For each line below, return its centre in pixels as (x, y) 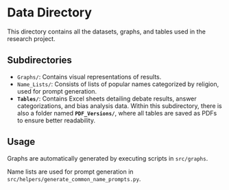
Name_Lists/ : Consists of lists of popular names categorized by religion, (118, 84)
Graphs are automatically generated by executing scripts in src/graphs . (108, 158)
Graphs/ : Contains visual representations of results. (89, 77)
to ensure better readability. (56, 120)
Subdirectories (39, 60)
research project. (32, 38)
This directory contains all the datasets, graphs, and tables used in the (106, 31)
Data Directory (50, 13)
